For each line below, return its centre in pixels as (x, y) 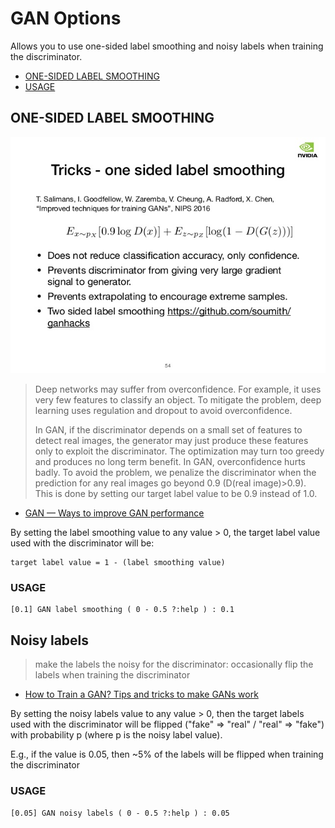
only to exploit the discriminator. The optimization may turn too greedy (179, 451)
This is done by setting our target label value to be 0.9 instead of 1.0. (176, 494)
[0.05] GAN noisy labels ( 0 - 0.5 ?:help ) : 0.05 (120, 813)
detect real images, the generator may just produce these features (171, 441)
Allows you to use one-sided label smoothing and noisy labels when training (167, 46)
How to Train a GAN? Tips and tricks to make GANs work (141, 694)
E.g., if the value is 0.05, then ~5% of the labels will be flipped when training (167, 754)
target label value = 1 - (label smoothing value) (118, 563)
